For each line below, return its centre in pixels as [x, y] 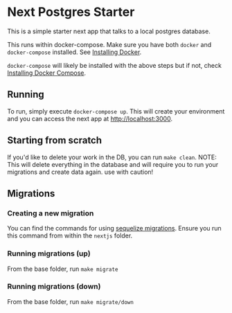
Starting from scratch [55, 140]
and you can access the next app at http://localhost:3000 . [90, 118]
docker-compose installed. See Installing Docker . [74, 52]
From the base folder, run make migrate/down [70, 301]
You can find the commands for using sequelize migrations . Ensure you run [114, 229]
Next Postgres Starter [71, 12]
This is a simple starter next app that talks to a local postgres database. [109, 31]
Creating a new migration [51, 213]
